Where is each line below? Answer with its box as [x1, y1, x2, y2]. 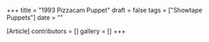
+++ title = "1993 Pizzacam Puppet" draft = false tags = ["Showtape [6, 6, 203, 14]
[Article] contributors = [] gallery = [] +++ [6, 27, 127, 35]
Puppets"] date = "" [6, 13, 64, 22]
